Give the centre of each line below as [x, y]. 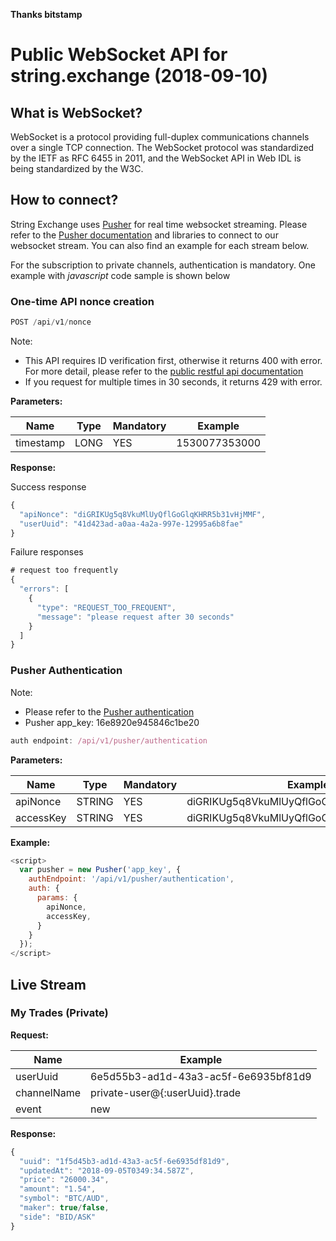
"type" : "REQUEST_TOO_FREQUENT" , [106, 607]
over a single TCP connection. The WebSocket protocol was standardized [162, 147]
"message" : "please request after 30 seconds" [135, 617]
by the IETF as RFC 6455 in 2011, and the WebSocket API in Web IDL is [156, 158]
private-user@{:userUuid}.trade [166, 1092]
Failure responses [47, 552]
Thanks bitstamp [46, 14]
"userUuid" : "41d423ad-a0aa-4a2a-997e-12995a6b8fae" [131, 524]
